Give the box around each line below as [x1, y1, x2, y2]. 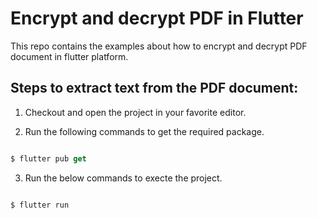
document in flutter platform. [10, 50, 129, 62]
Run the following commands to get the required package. [24, 125, 265, 137]
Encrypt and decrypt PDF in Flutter [10, 7, 304, 30]
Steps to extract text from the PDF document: [10, 80, 299, 97]
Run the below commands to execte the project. [24, 172, 223, 184]
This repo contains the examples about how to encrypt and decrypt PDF [10, 40, 308, 52]
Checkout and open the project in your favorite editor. [24, 106, 247, 118]
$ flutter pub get [10, 153, 87, 164]
